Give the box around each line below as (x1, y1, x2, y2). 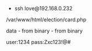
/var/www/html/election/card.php (6, 16, 86, 23)
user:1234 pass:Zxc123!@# (6, 39, 71, 45)
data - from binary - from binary (6, 27, 83, 34)
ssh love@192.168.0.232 (14, 5, 73, 12)
